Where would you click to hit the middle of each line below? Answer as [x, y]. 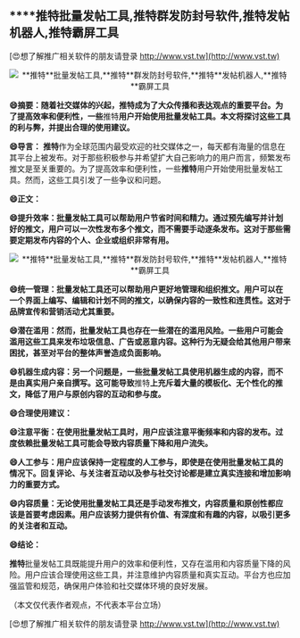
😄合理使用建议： [41, 412]
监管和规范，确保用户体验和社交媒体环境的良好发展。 [114, 585]
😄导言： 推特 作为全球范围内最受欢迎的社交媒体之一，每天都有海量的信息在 [147, 146]
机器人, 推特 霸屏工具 [64, 33]
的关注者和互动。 [41, 526]
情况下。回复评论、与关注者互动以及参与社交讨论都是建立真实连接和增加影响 [150, 473]
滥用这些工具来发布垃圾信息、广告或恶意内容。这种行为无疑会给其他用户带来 [150, 341]
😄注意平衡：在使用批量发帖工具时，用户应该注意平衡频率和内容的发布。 [142, 432]
